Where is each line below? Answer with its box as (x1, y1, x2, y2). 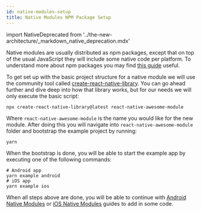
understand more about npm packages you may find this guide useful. (6, 61, 180, 69)
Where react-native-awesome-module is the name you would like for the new (6, 115, 193, 122)
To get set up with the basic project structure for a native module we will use (6, 73, 196, 80)
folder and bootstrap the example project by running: (6, 127, 137, 134)
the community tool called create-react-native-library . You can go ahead (6, 79, 186, 87)
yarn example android (6, 172, 61, 179)
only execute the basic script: (6, 92, 79, 100)
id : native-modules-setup (6, 8, 71, 15)
